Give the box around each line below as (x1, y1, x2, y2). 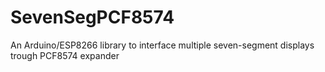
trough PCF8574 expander (10, 49, 120, 61)
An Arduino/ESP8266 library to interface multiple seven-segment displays (10, 39, 315, 51)
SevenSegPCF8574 (10, 6, 175, 29)
